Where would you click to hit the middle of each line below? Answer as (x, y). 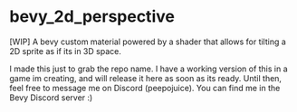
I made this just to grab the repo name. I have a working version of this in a (148, 69)
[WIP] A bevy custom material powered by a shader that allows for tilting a (148, 42)
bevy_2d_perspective (92, 17)
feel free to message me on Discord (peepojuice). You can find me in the (145, 88)
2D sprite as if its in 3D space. (66, 51)
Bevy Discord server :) (51, 98)
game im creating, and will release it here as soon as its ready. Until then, (146, 78)
